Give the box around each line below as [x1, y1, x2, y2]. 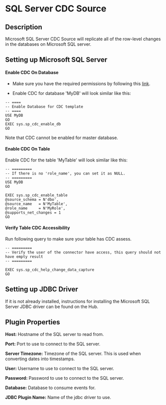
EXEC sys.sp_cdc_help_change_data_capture [5, 267, 94, 272]
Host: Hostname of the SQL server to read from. [5, 331, 104, 337]
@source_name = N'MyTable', [5, 201, 68, 206]
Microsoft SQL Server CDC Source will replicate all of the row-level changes [5, 36, 161, 42]
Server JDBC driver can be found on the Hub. [5, 304, 98, 310]
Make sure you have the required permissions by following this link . [12, 81, 151, 86]
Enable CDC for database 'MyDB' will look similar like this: [12, 90, 131, 96]
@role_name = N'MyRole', [5, 206, 66, 211]
